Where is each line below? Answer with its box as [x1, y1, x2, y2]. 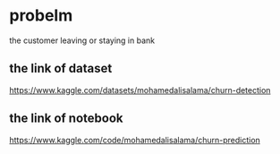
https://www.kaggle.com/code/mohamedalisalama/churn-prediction [9, 134, 261, 145]
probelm [9, 5, 73, 26]
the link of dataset [9, 61, 113, 76]
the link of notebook [9, 111, 123, 126]
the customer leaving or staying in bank [9, 35, 155, 46]
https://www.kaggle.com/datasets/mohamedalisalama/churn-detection [9, 84, 271, 95]
